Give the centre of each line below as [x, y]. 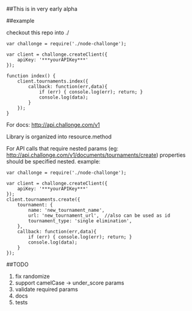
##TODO [17, 264]
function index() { [31, 76]
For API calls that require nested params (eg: [62, 148]
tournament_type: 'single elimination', [80, 221]
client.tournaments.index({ [53, 81]
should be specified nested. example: [53, 161]
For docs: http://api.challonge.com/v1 [53, 125]
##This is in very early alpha [42, 9]
